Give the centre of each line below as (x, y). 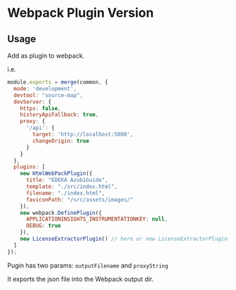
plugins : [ (29, 167)
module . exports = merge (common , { (58, 82)
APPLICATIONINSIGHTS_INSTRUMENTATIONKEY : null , (97, 219)
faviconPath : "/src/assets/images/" (79, 199)
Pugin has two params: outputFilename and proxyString (88, 265)
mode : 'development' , (45, 88)
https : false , (40, 108)
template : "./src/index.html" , (72, 187)
